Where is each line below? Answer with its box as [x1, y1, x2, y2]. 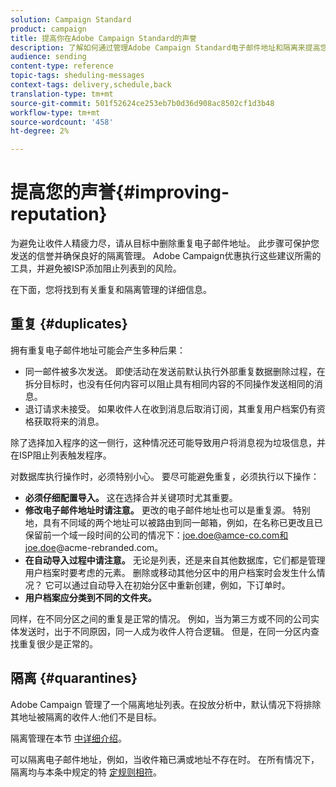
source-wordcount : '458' [10, 117, 114, 127]
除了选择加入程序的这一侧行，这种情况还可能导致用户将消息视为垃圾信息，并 [10, 436, 326, 448]
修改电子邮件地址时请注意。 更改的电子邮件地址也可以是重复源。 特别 [24, 504, 311, 516]
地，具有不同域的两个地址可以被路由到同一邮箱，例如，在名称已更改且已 [24, 516, 323, 528]
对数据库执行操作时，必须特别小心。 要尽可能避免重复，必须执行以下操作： [10, 470, 320, 482]
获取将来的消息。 [33, 415, 105, 427]
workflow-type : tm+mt [10, 107, 101, 118]
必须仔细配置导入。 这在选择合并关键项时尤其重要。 [24, 491, 238, 503]
